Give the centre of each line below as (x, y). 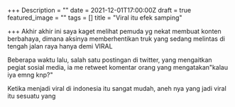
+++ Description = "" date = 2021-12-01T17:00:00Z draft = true (99, 10)
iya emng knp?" (30, 75)
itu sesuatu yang (32, 96)
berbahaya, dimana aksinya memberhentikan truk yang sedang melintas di (116, 39)
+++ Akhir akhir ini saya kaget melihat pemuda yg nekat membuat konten (114, 31)
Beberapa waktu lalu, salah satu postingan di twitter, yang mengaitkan (110, 60)
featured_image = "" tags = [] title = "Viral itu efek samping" (95, 18)
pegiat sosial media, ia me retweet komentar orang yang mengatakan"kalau (118, 67)
